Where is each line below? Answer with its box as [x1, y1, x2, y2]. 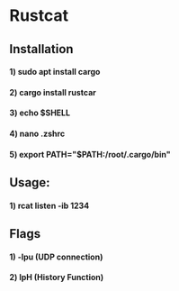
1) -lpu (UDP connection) [9, 251, 103, 262]
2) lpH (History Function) [9, 272, 104, 283]
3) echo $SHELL [9, 107, 70, 118]
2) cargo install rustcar [9, 86, 97, 97]
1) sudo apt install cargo [9, 67, 101, 77]
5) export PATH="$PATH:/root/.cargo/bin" [9, 149, 171, 159]
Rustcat [9, 5, 69, 26]
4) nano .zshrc [9, 128, 66, 139]
